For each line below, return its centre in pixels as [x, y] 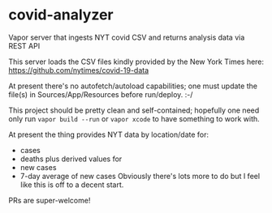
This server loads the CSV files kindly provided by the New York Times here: [136, 62]
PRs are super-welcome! [50, 200]
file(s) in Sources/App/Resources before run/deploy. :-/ [101, 94]
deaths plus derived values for [71, 159]
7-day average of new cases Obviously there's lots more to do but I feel [140, 176]
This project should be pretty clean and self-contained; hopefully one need [134, 110]
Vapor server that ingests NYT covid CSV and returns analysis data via [127, 37]
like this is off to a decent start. [72, 185]
